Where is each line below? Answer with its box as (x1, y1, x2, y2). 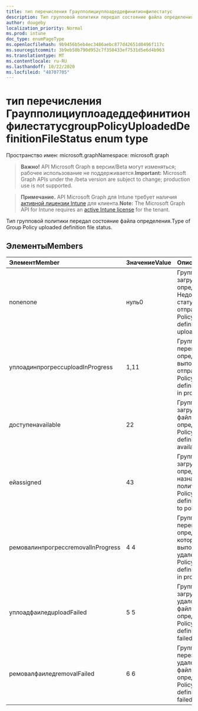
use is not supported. (20, 182, 72, 189)
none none (9, 298, 37, 306)
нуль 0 (126, 298, 143, 306)
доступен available (9, 421, 61, 428)
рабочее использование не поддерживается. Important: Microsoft (20, 170, 187, 177)
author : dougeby (6, 20, 46, 25)
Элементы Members (6, 241, 84, 251)
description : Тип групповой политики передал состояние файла (6, 14, 162, 20)
